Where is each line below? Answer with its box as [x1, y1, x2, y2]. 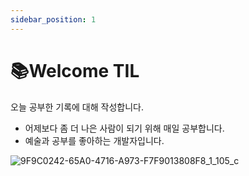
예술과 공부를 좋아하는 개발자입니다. [24, 134, 165, 146]
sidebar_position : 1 [10, 14, 97, 25]
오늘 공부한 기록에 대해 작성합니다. [10, 101, 144, 113]
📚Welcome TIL [10, 59, 140, 82]
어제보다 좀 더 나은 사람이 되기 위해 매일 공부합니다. [24, 122, 225, 134]
